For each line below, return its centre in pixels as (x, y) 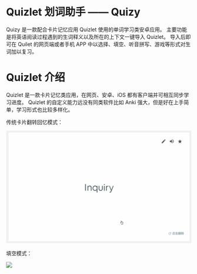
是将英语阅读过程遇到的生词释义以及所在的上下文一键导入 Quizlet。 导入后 (96, 36)
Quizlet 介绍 (36, 78)
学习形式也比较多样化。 (45, 109)
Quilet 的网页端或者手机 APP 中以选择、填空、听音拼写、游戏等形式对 (101, 44)
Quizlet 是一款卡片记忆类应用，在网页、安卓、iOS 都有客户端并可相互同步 (95, 95)
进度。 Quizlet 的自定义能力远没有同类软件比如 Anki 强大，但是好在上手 (97, 102)
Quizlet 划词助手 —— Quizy (73, 12)
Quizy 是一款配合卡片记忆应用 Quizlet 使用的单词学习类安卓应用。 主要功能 (96, 29)
